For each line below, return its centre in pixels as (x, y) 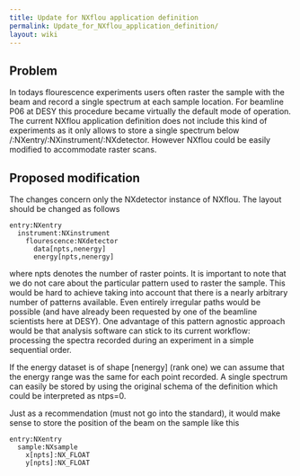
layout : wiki (34, 34)
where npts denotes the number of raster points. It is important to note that (148, 273)
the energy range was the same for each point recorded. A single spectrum (149, 377)
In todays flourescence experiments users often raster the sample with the (147, 93)
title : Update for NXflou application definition (104, 18)
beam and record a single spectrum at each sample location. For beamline (147, 102)
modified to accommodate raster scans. (83, 150)
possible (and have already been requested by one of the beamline (133, 312)
